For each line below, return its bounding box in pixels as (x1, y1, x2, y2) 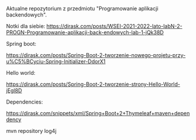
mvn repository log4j (6, 128, 57, 134)
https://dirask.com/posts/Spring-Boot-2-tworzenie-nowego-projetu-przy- (6, 52, 186, 58)
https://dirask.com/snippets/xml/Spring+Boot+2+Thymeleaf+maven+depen (6, 110, 190, 116)
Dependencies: (6, 98, 43, 105)
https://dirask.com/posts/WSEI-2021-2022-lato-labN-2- (46, 23, 183, 29)
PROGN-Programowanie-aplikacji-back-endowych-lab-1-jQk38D (6, 29, 164, 36)
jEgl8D (6, 87, 22, 94)
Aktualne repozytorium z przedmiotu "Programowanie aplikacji (6, 5, 158, 12)
